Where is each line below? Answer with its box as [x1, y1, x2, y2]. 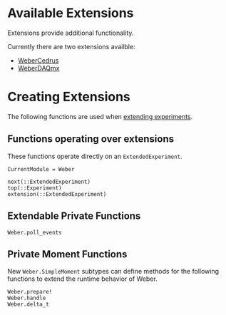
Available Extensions [7, 5, 134, 21]
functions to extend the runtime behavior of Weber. [7, 274, 158, 283]
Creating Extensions [7, 89, 130, 105]
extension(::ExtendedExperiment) [7, 190, 107, 197]
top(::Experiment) [7, 184, 62, 192]
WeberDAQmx [17, 63, 60, 72]
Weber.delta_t [7, 301, 50, 308]
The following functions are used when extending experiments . [7, 112, 193, 120]
